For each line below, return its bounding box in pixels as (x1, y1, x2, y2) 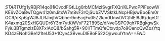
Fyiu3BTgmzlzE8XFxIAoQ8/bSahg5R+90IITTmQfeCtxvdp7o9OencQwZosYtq (5, 25, 161, 31)
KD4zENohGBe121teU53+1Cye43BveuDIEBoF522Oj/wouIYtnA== (5, 31, 137, 36)
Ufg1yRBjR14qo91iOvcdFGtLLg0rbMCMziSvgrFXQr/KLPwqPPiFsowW (19, 4, 160, 10)
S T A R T (5, 4, 19, 10)
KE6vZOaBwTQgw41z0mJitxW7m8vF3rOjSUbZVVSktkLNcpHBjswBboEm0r (5, 9, 159, 15)
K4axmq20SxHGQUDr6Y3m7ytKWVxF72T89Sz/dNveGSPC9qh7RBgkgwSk (5, 20, 159, 26)
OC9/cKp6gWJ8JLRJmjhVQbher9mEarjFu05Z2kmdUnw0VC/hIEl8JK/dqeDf (5, 15, 159, 20)
